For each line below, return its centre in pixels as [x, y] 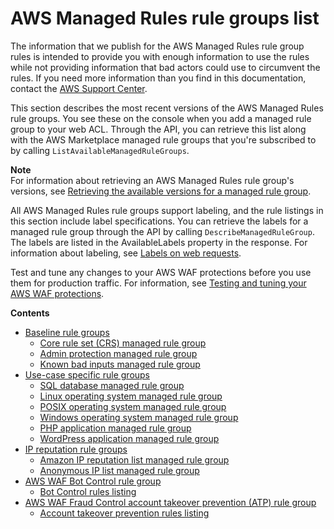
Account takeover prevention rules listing [124, 513]
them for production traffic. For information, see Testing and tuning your [158, 283]
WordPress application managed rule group [129, 438]
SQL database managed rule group [112, 385]
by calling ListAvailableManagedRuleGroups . [100, 150]
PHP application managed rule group [115, 428]
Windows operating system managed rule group [139, 417]
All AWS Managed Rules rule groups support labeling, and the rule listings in [167, 210]
